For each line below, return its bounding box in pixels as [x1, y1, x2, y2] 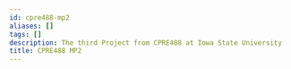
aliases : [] [9, 22, 54, 30]
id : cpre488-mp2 [9, 13, 70, 22]
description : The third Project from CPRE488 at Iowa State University [9, 38, 282, 47]
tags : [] [9, 30, 42, 39]
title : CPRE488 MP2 [9, 47, 82, 56]
